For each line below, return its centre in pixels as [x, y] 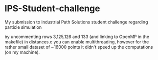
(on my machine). [22, 52]
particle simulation [23, 27]
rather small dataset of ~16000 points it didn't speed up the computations [79, 47]
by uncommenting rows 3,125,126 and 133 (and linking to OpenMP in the [77, 37]
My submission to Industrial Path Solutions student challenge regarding [76, 22]
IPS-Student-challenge [52, 9]
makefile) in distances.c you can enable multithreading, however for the [77, 41]
